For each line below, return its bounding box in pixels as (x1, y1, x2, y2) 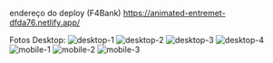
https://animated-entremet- (122, 8, 226, 18)
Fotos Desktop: (9, 35, 66, 45)
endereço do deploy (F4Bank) (9, 8, 122, 18)
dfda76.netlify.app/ (9, 17, 81, 28)
